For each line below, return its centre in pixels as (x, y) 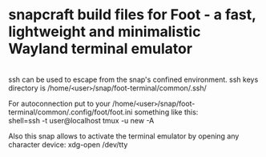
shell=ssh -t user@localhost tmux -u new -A (81, 120)
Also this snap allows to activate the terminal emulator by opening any (124, 136)
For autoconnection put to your (59, 103)
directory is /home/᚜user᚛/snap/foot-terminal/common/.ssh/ (107, 88)
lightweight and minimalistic (105, 32)
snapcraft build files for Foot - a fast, (132, 15)
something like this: (166, 112)
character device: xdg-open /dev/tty (68, 144)
